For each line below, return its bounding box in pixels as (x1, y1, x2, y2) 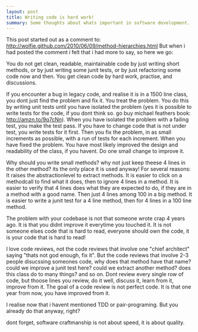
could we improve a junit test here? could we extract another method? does (6, 264, 191, 271)
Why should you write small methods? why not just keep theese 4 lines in (6, 159, 186, 167)
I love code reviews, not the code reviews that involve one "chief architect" (6, 245, 190, 253)
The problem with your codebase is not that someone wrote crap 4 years (6, 215, 186, 222)
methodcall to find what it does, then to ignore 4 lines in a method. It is (6, 178, 179, 185)
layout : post (6, 8, 39, 15)
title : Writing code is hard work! (6, 14, 95, 20)
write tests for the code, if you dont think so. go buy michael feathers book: (6, 109, 191, 117)
